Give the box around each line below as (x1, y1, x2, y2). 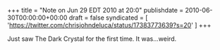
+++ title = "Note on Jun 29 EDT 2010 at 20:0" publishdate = (7, 6, 184, 14)
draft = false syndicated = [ (68, 13, 148, 22)
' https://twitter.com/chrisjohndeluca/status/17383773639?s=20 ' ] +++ (7, 21, 212, 29)
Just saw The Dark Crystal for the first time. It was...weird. (7, 35, 177, 43)
